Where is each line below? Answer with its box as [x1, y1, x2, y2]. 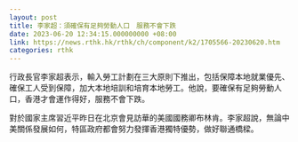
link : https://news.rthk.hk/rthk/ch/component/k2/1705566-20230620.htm [9, 37, 280, 47]
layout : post [9, 12, 58, 22]
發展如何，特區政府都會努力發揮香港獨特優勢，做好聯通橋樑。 [32, 123, 259, 134]
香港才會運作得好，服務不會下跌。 [24, 94, 149, 105]
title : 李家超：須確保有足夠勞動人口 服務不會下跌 [9, 21, 176, 30]
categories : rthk [9, 46, 74, 55]
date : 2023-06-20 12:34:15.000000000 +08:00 [9, 29, 177, 38]
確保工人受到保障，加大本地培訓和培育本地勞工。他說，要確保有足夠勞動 [9, 83, 274, 93]
